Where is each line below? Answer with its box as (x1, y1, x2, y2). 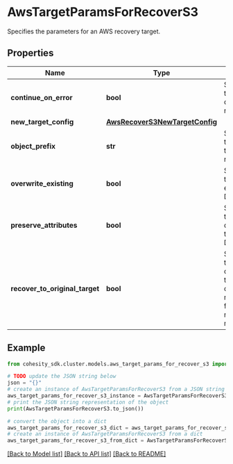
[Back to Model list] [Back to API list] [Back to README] (7, 449, 166, 458)
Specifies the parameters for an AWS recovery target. (7, 27, 161, 35)
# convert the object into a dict (7, 417, 107, 424)
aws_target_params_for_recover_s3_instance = (7, 392, 141, 399)
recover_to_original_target (10, 283, 100, 293)
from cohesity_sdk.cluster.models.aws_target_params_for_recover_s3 (7, 361, 209, 367)
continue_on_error (10, 92, 73, 102)
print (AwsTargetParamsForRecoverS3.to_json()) (7, 405, 144, 412)
